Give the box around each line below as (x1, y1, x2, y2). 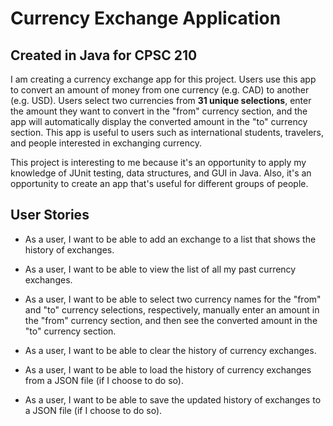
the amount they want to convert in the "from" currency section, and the (10, 105, 308, 117)
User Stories (10, 207, 90, 224)
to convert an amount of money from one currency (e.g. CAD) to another (10, 84, 310, 96)
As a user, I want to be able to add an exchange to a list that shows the (24, 233, 317, 245)
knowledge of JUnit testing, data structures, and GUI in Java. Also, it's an (10, 167, 312, 179)
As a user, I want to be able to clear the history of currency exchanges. (24, 344, 317, 356)
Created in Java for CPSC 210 (10, 47, 198, 64)
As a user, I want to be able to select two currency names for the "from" (24, 293, 322, 305)
